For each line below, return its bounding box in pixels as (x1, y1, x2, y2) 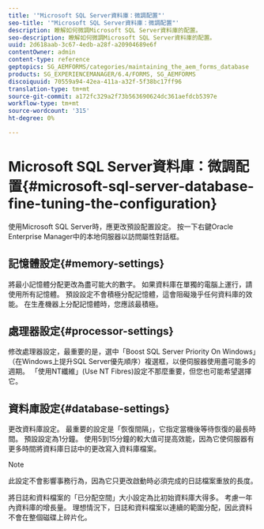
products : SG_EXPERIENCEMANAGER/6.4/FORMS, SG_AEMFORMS (8, 70, 196, 78)
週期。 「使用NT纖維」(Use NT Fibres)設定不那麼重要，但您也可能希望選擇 (8, 366, 251, 376)
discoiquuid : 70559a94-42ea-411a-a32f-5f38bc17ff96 (8, 77, 182, 85)
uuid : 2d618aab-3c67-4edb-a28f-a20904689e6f (8, 41, 157, 49)
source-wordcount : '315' (8, 107, 90, 115)
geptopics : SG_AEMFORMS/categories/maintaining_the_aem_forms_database (8, 63, 249, 71)
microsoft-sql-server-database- (37, 178, 255, 196)
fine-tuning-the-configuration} (8, 195, 217, 213)
